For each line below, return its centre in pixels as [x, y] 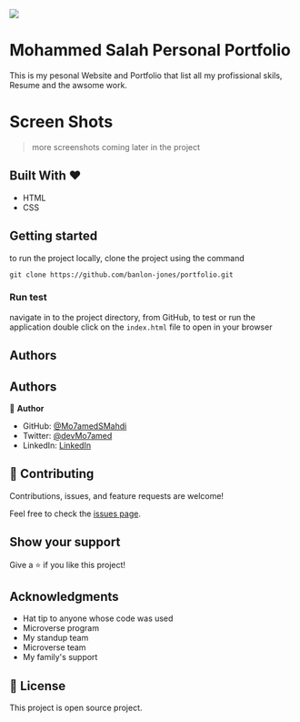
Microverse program [61, 628]
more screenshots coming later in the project [116, 147]
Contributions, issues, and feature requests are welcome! [117, 495]
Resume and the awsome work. [68, 85]
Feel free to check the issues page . [75, 514]
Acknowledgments [65, 597]
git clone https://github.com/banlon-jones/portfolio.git [121, 275]
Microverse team [54, 647]
